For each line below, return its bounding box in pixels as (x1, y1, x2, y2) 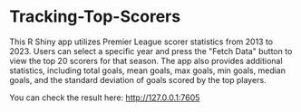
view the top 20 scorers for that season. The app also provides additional (9, 55, 283, 66)
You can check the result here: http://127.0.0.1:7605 (9, 92, 200, 103)
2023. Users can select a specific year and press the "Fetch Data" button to (9, 45, 293, 56)
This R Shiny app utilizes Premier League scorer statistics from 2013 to (9, 36, 274, 47)
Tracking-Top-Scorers (9, 6, 181, 27)
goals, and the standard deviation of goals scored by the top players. (9, 74, 267, 85)
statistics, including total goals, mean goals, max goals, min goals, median (9, 65, 286, 76)
